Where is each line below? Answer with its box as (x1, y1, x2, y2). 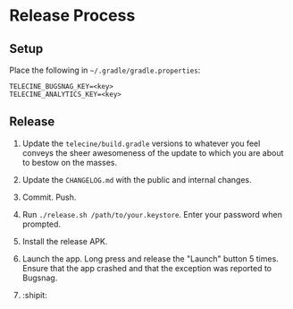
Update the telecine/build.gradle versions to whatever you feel (21, 138, 261, 149)
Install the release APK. (21, 236, 108, 246)
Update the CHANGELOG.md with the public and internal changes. (21, 174, 252, 185)
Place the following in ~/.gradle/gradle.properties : (9, 64, 201, 75)
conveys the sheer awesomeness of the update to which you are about (21, 147, 284, 158)
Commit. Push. (21, 192, 77, 202)
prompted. (21, 219, 61, 229)
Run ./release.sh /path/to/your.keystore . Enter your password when (21, 209, 283, 219)
